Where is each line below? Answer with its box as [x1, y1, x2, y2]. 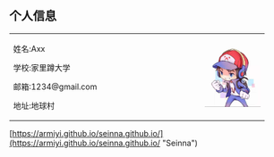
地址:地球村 [13, 100, 56, 111]
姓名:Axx [13, 43, 46, 54]
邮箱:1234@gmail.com [13, 81, 98, 92]
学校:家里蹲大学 [13, 62, 71, 73]
